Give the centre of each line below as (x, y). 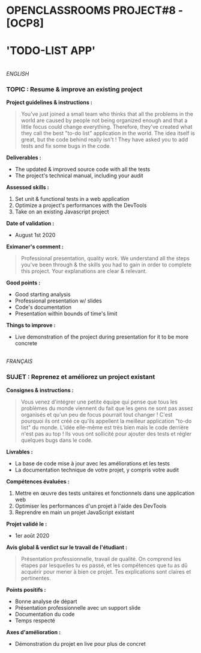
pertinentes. (36, 578)
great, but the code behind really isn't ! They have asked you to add (104, 139)
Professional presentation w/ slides (58, 301)
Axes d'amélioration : (34, 632)
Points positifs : (26, 589)
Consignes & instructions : (40, 390)
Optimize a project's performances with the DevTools (81, 206)
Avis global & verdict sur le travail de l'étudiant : (67, 547)
